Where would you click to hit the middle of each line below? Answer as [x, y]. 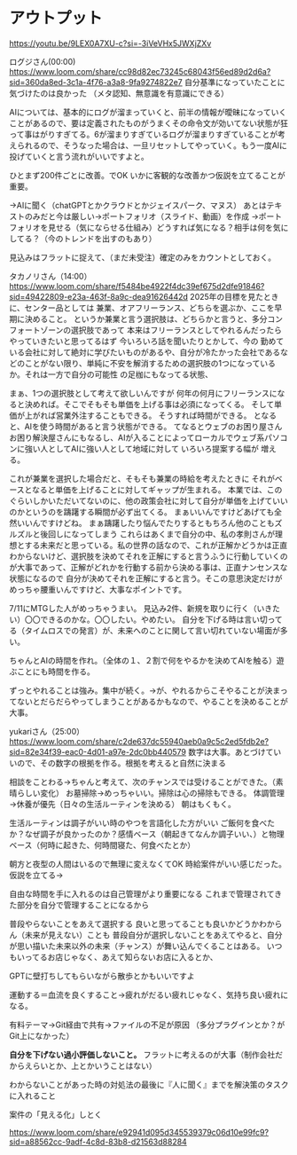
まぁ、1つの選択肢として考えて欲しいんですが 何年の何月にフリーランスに [143, 393]
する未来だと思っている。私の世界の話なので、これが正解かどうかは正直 [156, 545]
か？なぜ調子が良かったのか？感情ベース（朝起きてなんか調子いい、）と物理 [147, 834]
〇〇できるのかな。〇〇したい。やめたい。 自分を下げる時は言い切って [153, 619]
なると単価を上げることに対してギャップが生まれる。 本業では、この [157, 490]
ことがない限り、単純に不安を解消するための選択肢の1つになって [142, 363]
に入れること [32, 1096]
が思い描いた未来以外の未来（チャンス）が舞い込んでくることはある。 [137, 946]
